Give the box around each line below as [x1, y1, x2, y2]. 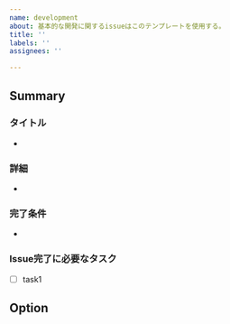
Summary [9, 88, 66, 104]
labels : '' [9, 38, 51, 48]
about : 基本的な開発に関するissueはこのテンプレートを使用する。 [9, 22, 225, 31]
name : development [9, 13, 78, 23]
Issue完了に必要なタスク [9, 253, 117, 265]
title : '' [9, 30, 47, 39]
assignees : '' [9, 47, 63, 56]
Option [9, 301, 49, 316]
